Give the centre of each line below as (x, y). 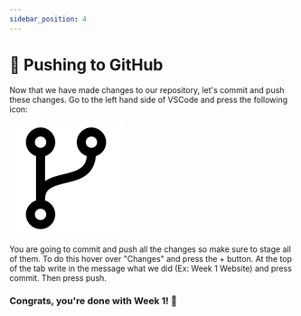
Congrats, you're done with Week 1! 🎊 (94, 301)
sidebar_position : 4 (48, 19)
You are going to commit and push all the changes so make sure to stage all (150, 249)
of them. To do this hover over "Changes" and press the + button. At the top (150, 258)
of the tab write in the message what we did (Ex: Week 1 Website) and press (150, 268)
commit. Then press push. (58, 278)
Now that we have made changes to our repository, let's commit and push (147, 89)
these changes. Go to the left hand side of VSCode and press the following (149, 99)
